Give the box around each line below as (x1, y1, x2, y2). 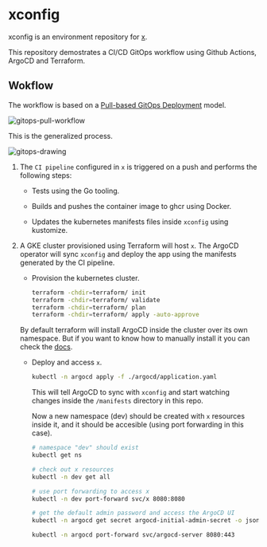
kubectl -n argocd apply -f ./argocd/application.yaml (31, 373, 217, 381)
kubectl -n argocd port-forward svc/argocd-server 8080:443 (31, 531, 235, 539)
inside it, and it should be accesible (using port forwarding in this (31, 420, 244, 430)
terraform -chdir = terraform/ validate (31, 296, 161, 304)
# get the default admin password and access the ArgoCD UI (31, 509, 235, 517)
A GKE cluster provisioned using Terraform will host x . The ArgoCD (19, 241, 239, 250)
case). (31, 428, 53, 438)
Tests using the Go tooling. (31, 186, 120, 195)
